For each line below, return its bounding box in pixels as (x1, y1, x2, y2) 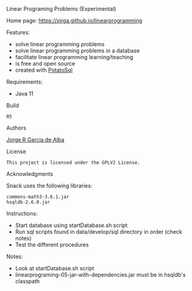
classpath (15, 278, 40, 285)
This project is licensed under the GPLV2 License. (6, 160, 140, 166)
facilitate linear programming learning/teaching (15, 54, 133, 60)
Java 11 (15, 90, 34, 97)
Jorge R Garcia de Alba (6, 136, 65, 143)
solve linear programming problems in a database (15, 47, 140, 54)
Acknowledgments (6, 170, 54, 177)
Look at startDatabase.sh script (15, 265, 94, 272)
